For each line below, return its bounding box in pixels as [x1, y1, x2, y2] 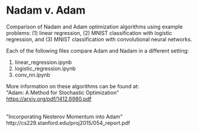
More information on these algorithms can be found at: [6, 82, 139, 89]
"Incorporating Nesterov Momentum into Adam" [6, 113, 123, 120]
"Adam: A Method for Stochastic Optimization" [6, 89, 119, 96]
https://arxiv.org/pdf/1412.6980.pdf [6, 95, 92, 102]
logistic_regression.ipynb [14, 65, 76, 72]
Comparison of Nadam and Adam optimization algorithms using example [6, 23, 183, 30]
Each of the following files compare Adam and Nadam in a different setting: [6, 47, 189, 54]
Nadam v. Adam [6, 4, 86, 17]
